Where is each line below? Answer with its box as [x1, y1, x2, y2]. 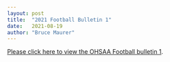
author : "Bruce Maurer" [7, 29, 75, 36]
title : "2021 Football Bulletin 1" [7, 16, 112, 23]
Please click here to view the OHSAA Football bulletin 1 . [7, 48, 163, 56]
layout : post [7, 10, 45, 17]
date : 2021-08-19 [7, 22, 63, 29]
